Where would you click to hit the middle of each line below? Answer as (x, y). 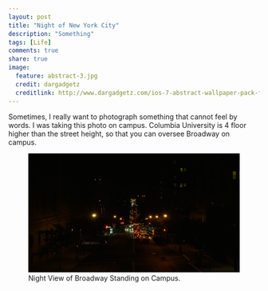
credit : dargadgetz (48, 84)
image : (19, 68)
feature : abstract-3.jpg (57, 76)
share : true (28, 59)
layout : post (30, 17)
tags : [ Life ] (30, 42)
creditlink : (35, 93)
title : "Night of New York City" (64, 25)
